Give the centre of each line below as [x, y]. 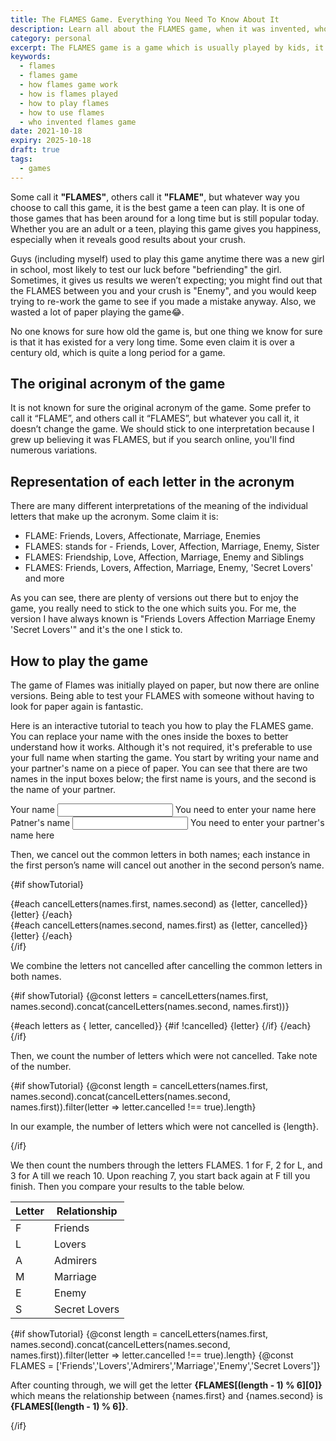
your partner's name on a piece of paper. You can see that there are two [159, 768]
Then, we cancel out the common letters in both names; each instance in [160, 855]
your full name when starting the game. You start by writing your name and [164, 758]
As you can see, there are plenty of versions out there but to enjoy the [154, 598]
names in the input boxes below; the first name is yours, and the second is [163, 779]
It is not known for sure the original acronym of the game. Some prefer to [161, 408]
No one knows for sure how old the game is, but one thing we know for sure [166, 331]
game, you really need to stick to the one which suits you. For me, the [153, 608]
